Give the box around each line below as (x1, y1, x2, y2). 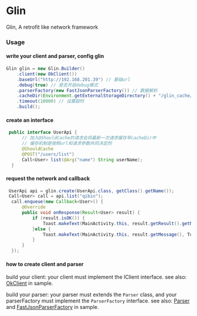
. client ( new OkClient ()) (16, 71, 77, 77)
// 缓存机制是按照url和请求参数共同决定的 (21, 141, 113, 147)
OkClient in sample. (6, 280, 53, 287)
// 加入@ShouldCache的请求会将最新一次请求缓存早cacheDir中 (21, 135, 157, 141)
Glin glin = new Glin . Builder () (6, 66, 85, 72)
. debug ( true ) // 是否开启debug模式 (16, 82, 98, 88)
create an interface (6, 116, 54, 124)
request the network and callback (6, 175, 90, 182)
